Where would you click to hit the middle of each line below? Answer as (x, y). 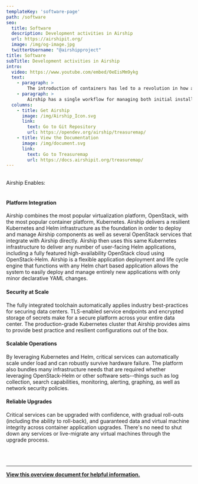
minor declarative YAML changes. (47, 279)
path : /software (26, 17)
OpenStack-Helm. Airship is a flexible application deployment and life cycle (97, 260)
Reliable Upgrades (29, 401)
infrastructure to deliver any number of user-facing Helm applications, (91, 247)
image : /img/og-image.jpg (43, 45)
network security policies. (37, 388)
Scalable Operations (32, 344)
